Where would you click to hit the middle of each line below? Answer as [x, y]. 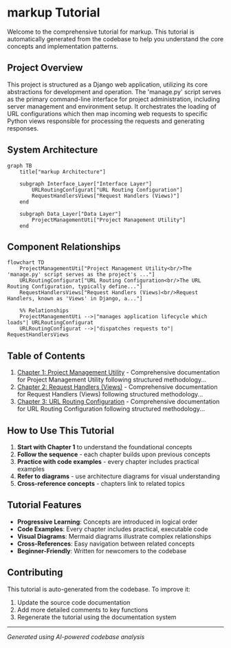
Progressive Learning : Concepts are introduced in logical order [107, 522]
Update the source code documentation [74, 602]
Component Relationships [64, 246]
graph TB [20, 166]
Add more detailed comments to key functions [82, 610]
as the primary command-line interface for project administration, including [113, 99]
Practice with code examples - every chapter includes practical [108, 461]
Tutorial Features [44, 505]
